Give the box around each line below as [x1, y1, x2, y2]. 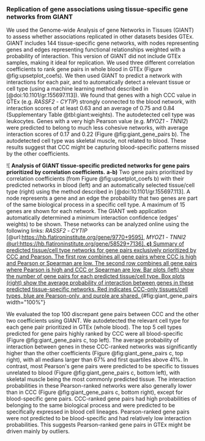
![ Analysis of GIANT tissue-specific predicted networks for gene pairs [6, 162, 190, 170]
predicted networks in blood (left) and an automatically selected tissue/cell [6, 181, 195, 189]
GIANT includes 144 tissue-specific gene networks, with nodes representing [6, 39, 199, 47]
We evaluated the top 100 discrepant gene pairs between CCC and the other [6, 311, 199, 318]
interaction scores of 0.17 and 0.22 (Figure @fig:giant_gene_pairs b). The [6, 130, 190, 138]
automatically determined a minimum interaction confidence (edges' [6, 214, 179, 222]
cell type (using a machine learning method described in [6, 85, 149, 92]
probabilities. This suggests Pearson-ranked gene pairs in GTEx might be [6, 421, 191, 429]
